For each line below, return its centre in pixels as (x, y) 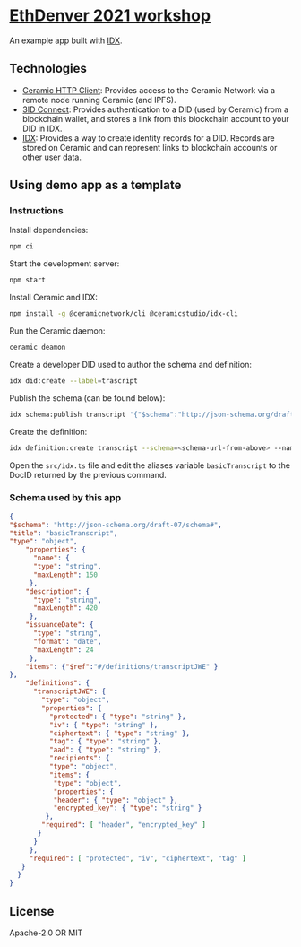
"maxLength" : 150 (65, 575)
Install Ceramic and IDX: (54, 298)
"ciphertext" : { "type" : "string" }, (120, 733)
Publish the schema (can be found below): (87, 398)
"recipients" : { (79, 759)
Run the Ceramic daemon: (57, 331)
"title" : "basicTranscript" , (64, 533)
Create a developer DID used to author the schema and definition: (131, 364)
